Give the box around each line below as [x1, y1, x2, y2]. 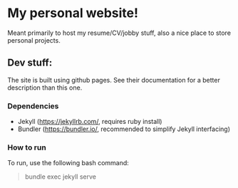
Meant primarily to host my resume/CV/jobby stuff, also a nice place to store [7, 28, 232, 37]
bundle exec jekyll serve [24, 172, 96, 181]
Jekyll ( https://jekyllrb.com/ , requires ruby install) [17, 117, 162, 126]
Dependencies [7, 101, 59, 111]
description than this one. [7, 83, 83, 92]
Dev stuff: [7, 57, 53, 69]
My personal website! [7, 5, 139, 21]
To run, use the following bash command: [7, 159, 130, 167]
